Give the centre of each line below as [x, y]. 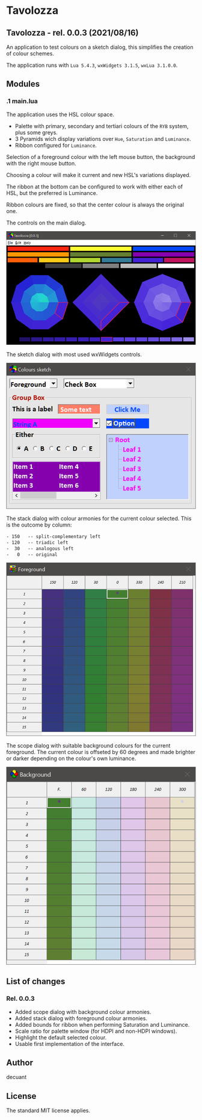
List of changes [36, 982]
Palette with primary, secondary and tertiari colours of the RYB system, [102, 126]
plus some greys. [36, 132]
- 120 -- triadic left [37, 542]
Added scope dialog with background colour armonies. [83, 1012]
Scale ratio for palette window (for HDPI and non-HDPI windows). [96, 1031]
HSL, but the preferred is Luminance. [52, 193]
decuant [17, 1077]
